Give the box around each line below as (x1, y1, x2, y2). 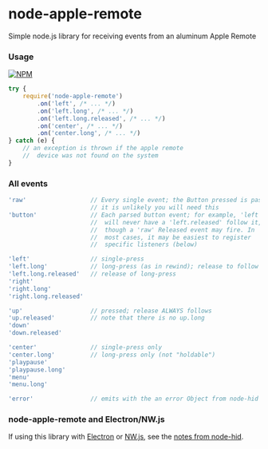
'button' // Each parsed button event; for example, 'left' (8, 211, 262, 219)
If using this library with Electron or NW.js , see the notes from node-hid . (8, 432, 244, 442)
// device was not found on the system (22, 152, 159, 160)
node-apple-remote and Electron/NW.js (8, 414, 165, 425)
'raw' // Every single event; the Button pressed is (8, 197, 248, 205)
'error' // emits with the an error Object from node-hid (8, 395, 259, 403)
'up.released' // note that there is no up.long (8, 314, 205, 322)
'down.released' (8, 329, 62, 337)
